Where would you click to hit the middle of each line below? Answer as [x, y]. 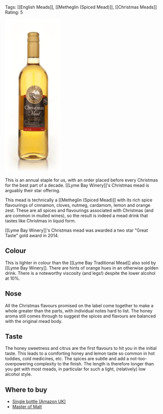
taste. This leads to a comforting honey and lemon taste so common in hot [80, 353]
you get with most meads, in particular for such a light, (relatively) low [75, 369]
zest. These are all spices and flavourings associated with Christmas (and [79, 210]
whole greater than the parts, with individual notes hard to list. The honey [79, 311]
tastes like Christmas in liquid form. [40, 221]
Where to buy [26, 390]
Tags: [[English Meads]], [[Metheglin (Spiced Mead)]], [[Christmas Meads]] [81, 7]
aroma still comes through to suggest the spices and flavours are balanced [80, 316]
